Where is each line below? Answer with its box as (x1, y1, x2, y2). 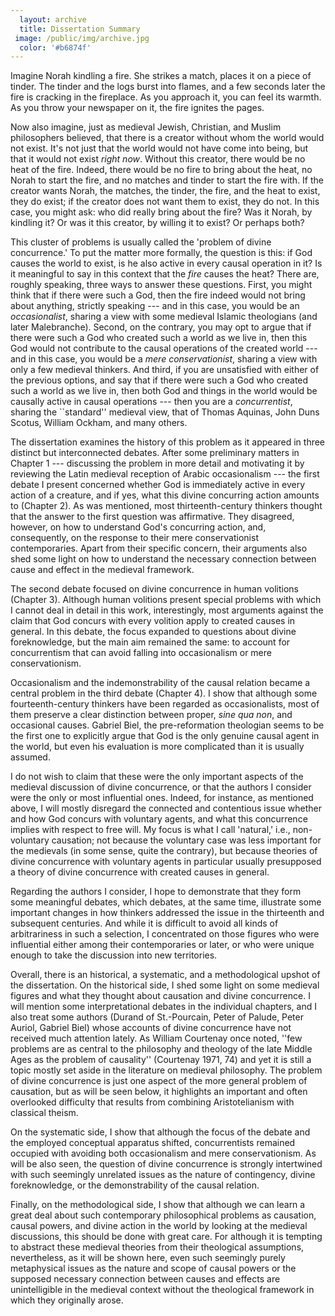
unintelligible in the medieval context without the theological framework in (10, 1284, 315, 1296)
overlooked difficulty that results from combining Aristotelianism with (10, 1096, 295, 1108)
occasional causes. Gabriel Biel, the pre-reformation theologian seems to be (10, 719, 325, 731)
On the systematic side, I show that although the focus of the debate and (10, 1126, 311, 1138)
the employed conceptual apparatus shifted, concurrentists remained (10, 1137, 296, 1149)
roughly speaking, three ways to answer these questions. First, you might (10, 279, 313, 291)
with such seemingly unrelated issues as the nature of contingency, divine (10, 1169, 316, 1181)
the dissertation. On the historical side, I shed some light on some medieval (10, 979, 320, 991)
